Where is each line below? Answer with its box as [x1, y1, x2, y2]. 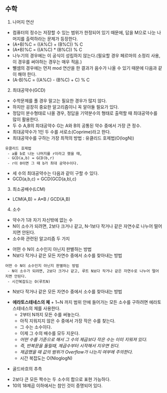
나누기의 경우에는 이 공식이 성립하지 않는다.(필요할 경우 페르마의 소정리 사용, [12, 52, 161, 58]
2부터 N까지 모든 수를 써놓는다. [19, 311, 81, 317]
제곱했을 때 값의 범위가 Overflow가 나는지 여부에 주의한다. [19, 349, 133, 355]
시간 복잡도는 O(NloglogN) [19, 355, 73, 361]
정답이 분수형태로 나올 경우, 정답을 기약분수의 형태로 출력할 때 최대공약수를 [12, 110, 158, 116]
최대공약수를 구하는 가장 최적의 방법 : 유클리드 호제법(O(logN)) [12, 135, 135, 141]
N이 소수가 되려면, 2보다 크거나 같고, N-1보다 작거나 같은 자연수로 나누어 [12, 223, 153, 229]
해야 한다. [17, 71, 37, 77]
